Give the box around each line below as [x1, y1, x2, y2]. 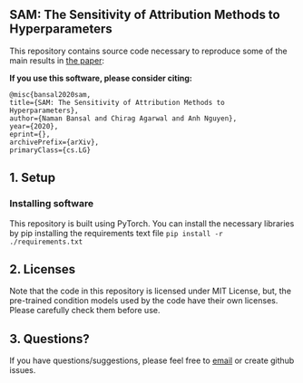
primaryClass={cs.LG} [9, 145, 92, 155]
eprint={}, [9, 129, 51, 139]
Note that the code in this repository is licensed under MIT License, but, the [9, 285, 292, 297]
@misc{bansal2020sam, [9, 90, 92, 99]
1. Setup [9, 170, 56, 186]
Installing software [9, 197, 93, 210]
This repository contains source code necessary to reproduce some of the [9, 45, 288, 56]
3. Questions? [9, 330, 90, 347]
